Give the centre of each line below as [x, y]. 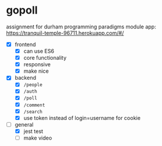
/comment [34, 105]
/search [33, 112]
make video [38, 138]
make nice [36, 71]
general [24, 124]
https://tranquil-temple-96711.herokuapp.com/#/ [65, 33]
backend [25, 78]
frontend [25, 44]
